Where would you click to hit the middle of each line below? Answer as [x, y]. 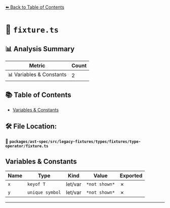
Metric [37, 66]
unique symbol [44, 193]
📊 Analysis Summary [40, 49]
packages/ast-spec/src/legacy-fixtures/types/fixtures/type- [75, 142]
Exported [131, 176]
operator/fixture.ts [27, 146]
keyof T [36, 184]
